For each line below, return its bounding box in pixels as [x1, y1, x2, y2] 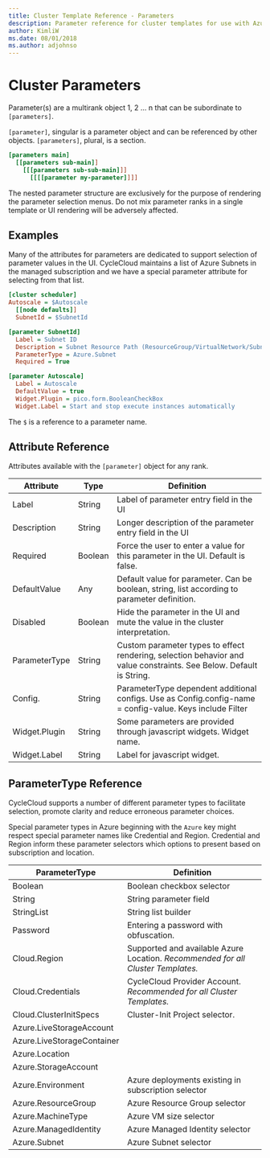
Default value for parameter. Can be [116, 573, 252, 585]
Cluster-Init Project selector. [127, 1009, 235, 1020]
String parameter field [127, 893, 211, 905]
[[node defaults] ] [15, 306, 78, 314]
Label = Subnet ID [15, 335, 78, 343]
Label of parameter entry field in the [116, 494, 253, 505]
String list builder [127, 906, 191, 918]
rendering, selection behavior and [116, 650, 244, 661]
